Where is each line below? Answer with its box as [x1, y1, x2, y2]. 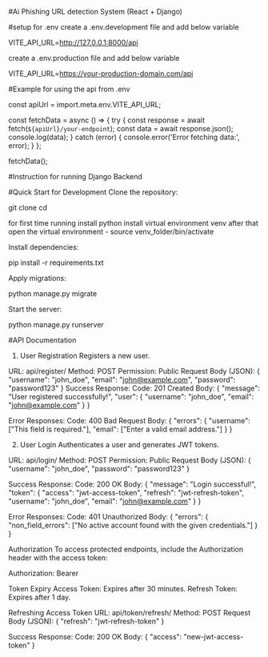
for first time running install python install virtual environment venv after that [8, 218, 258, 227]
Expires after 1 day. [8, 592, 71, 602]
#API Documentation [8, 335, 77, 345]
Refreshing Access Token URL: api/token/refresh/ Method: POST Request [8, 608, 251, 617]
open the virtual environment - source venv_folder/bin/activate [8, 227, 214, 236]
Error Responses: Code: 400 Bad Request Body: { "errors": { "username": [8, 416, 250, 425]
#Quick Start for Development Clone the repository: [8, 187, 178, 197]
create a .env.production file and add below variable [8, 54, 180, 62]
